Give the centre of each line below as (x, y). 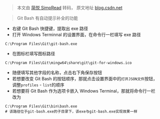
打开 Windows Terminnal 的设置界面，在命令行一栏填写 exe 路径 (76, 35)
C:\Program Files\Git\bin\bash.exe (41, 106)
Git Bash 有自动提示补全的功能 (47, 18)
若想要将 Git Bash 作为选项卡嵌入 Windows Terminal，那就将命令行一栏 (84, 91)
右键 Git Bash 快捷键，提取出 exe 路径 (50, 28)
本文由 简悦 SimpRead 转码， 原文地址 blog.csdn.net (70, 8)
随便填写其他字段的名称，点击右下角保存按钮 (57, 72)
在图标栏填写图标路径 (33, 54)
